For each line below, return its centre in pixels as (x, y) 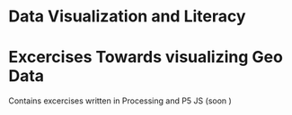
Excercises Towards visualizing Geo (146, 57)
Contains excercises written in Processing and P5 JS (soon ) (120, 101)
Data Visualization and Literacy (127, 16)
